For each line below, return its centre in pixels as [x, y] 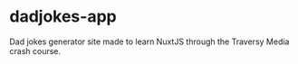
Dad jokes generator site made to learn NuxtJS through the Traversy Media [149, 41]
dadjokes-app [63, 17]
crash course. [35, 50]
